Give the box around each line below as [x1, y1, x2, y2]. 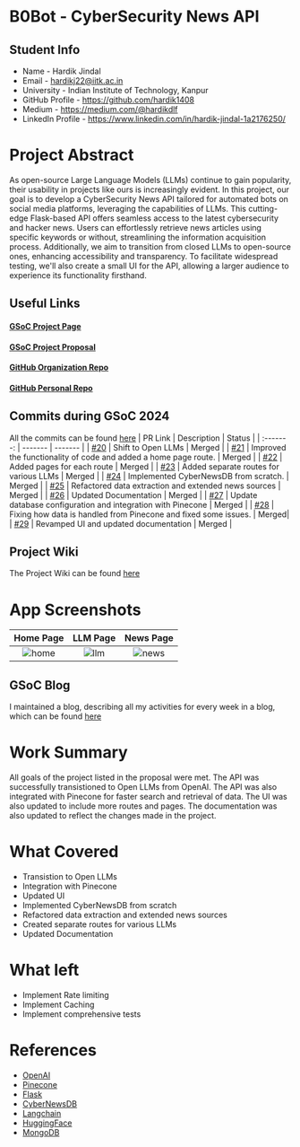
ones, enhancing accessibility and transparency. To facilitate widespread [9, 250, 279, 261]
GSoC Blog [9, 678, 71, 693]
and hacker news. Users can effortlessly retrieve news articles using [9, 222, 262, 232]
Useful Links [9, 296, 81, 311]
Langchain [21, 1108, 62, 1118]
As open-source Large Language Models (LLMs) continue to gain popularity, [9, 174, 292, 185]
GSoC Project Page [9, 320, 81, 331]
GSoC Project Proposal [9, 341, 96, 352]
